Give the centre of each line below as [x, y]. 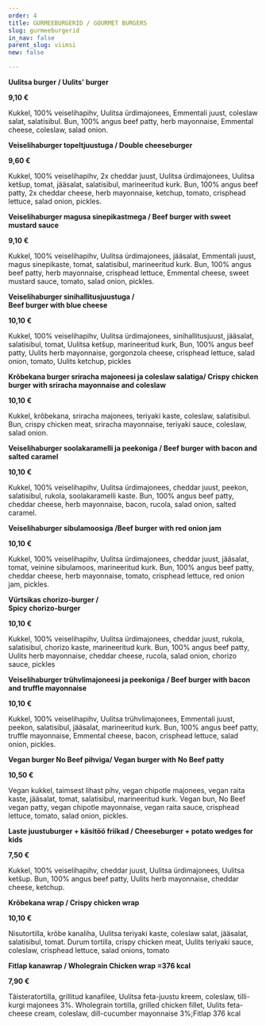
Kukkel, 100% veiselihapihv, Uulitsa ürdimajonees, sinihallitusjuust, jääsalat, [131, 336]
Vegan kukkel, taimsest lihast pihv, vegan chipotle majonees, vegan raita [127, 790]
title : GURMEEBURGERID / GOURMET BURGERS [78, 23]
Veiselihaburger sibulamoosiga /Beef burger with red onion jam [115, 528]
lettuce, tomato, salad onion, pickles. [68, 816]
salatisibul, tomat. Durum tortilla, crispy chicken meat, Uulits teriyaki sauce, [131, 942]
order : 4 [23, 15]
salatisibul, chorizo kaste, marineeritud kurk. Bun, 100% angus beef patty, [129, 647]
